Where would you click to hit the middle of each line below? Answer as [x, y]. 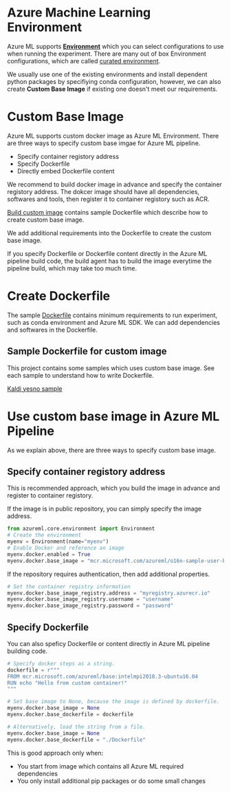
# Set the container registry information [69, 586]
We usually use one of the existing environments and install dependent [107, 74]
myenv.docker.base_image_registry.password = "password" [90, 606]
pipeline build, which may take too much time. [72, 268]
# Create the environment [44, 535]
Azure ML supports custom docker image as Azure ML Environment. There [113, 136]
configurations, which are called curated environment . [84, 61]
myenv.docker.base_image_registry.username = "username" [90, 599]
